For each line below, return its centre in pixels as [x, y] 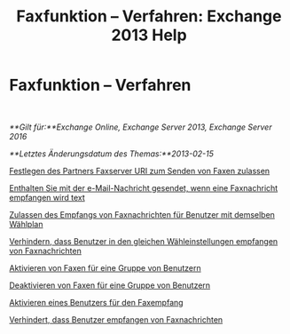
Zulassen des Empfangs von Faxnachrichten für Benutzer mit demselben [142, 214]
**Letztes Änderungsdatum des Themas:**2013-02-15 [112, 154]
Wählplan [26, 224]
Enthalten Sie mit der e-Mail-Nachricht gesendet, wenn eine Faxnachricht [144, 187]
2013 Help [149, 35]
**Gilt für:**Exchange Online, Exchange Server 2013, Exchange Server [141, 127]
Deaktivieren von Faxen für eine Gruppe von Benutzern [110, 285]
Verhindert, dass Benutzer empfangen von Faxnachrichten [116, 319]
